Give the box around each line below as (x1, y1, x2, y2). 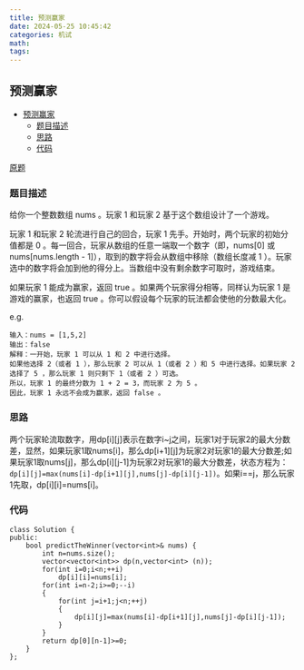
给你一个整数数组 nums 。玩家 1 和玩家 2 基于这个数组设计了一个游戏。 (9, 210, 275, 221)
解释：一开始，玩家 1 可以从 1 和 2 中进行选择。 (9, 350, 175, 360)
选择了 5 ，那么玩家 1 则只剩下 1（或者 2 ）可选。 (9, 369, 183, 379)
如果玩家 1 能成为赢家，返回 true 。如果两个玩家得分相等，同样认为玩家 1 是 (9, 282, 291, 293)
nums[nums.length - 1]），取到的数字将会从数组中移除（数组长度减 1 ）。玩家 (9, 251, 292, 262)
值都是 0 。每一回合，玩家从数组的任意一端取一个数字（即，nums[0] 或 (9, 240, 275, 251)
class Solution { (9, 525, 75, 534)
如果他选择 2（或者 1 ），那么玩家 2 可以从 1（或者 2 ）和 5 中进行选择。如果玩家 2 (9, 360, 296, 369)
